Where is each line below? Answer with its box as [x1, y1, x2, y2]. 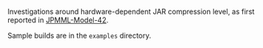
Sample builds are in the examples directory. [7, 31, 152, 40]
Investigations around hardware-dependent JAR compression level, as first [7, 7, 255, 16]
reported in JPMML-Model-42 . [7, 15, 109, 25]
